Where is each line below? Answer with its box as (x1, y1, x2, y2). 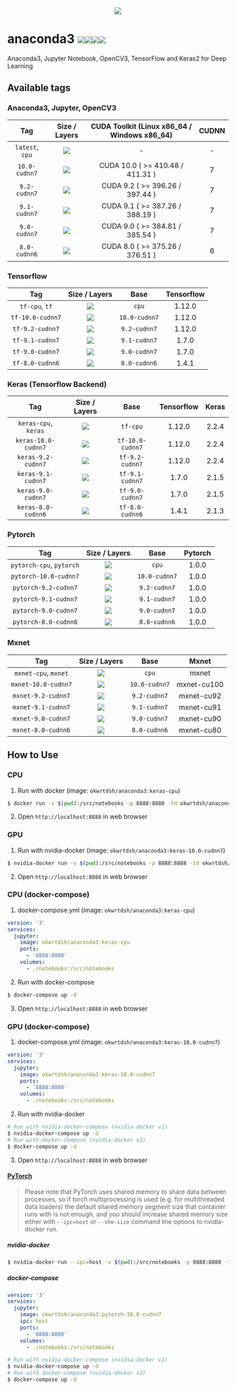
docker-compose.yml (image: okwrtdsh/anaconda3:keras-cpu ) (17, 906, 195, 914)
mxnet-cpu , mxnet (13, 668, 69, 678)
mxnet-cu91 (178, 702, 222, 712)
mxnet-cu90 (178, 714, 222, 723)
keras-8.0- (17, 503, 54, 512)
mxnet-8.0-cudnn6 (13, 726, 71, 734)
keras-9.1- (17, 470, 54, 478)
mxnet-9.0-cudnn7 (13, 714, 71, 723)
